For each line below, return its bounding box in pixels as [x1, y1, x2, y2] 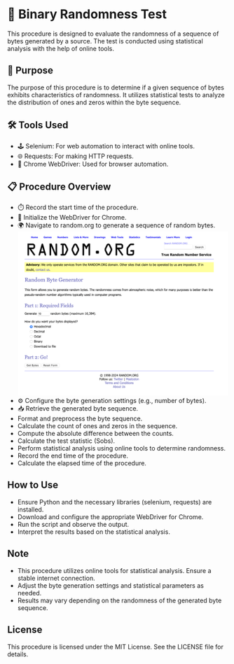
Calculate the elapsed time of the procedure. [17, 459, 147, 467]
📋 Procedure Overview [7, 181, 111, 192]
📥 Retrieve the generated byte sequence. [17, 404, 139, 413]
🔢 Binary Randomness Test [7, 6, 167, 22]
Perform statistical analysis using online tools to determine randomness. [17, 444, 226, 453]
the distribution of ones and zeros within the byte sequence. [7, 98, 181, 106]
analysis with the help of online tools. [7, 44, 114, 52]
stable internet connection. [17, 574, 96, 582]
